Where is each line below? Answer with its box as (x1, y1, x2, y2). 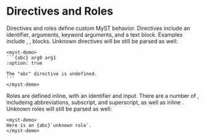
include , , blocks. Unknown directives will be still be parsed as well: (6, 37, 178, 45)
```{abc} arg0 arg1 (6, 54, 56, 61)
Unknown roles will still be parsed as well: (6, 105, 112, 112)
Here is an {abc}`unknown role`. (6, 122, 92, 128)
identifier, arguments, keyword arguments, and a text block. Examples (6, 31, 183, 38)
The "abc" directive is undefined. (6, 70, 98, 77)
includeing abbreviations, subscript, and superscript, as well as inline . (6, 98, 184, 106)
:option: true (6, 60, 43, 66)
